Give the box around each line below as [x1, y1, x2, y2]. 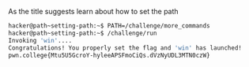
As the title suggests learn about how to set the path [8, 7, 179, 16]
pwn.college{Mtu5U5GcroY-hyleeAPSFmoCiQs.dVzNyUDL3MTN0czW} [8, 51, 211, 59]
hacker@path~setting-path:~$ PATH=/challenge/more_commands [8, 22, 211, 30]
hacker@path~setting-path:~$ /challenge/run [8, 29, 157, 37]
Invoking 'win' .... [8, 36, 73, 44]
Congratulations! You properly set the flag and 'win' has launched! [8, 43, 243, 52]
